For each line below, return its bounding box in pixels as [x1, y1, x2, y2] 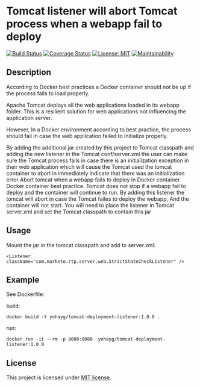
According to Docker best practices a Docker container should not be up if [6, 83, 192, 90]
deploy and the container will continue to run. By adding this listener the [6, 189, 185, 196]
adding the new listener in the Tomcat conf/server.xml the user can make [6, 150, 188, 157]
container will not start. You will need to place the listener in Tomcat [6, 201, 175, 209]
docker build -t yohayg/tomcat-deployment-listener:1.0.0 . [6, 314, 161, 320]
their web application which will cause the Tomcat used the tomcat [6, 163, 172, 170]
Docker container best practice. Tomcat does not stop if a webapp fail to [6, 182, 187, 189]
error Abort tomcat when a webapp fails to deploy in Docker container [6, 176, 180, 183]
